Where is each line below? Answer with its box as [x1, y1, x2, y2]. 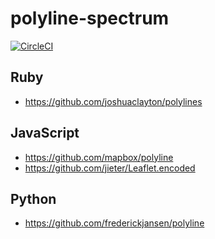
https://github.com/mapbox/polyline [24, 151, 174, 163]
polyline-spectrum [10, 7, 170, 30]
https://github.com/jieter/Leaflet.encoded [24, 162, 196, 174]
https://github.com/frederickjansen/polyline [24, 217, 205, 229]
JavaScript [10, 125, 80, 142]
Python [10, 190, 57, 207]
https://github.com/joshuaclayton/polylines [24, 95, 203, 107]
